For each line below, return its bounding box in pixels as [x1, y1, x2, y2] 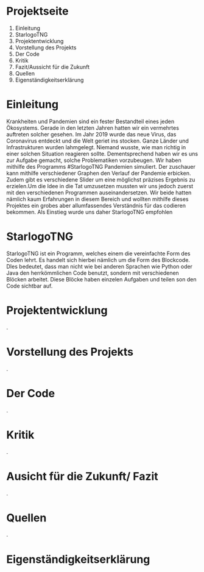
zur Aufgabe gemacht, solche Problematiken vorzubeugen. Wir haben [6, 157, 181, 164]
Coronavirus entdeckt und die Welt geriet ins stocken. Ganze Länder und [6, 137, 189, 144]
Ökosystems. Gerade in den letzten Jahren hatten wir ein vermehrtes [6, 124, 180, 132]
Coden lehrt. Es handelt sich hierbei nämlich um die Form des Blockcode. [6, 256, 191, 263]
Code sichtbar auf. [6, 282, 53, 289]
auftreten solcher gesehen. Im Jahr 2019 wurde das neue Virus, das [6, 130, 177, 138]
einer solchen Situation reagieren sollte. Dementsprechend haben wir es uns [6, 150, 199, 157]
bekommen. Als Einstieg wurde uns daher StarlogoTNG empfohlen [6, 208, 173, 216]
